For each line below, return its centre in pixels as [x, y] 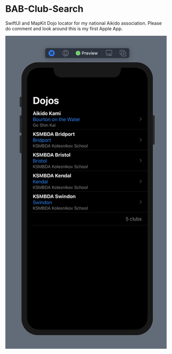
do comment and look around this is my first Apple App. [64, 28]
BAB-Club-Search [44, 9]
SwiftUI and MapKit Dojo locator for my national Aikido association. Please [84, 23]
